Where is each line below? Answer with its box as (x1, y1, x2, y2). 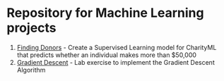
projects (6, 20, 57, 36)
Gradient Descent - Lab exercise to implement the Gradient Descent (16, 58, 215, 66)
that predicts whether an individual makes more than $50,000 (16, 51, 197, 59)
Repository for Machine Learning (6, 5, 204, 21)
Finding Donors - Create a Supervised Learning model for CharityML (16, 43, 217, 51)
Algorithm (16, 66, 46, 74)
